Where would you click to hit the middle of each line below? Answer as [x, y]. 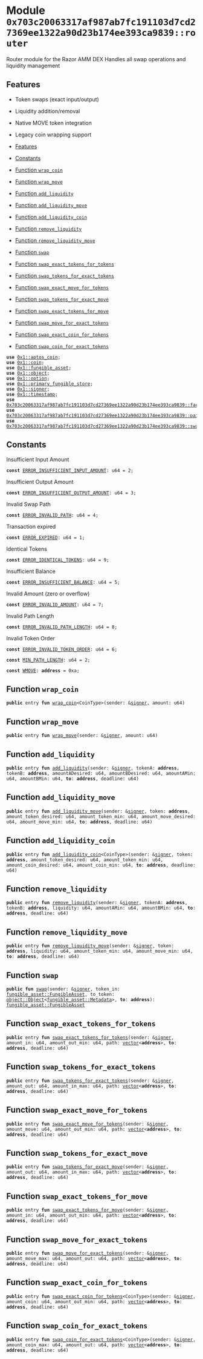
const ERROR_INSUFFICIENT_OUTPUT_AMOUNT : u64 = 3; [71, 493]
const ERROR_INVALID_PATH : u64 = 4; [52, 515]
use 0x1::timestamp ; [32, 394]
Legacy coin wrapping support [53, 135]
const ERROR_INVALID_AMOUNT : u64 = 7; [55, 605]
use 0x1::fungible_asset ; [39, 367]
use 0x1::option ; [28, 378]
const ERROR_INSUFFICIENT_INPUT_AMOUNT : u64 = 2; [70, 471]
